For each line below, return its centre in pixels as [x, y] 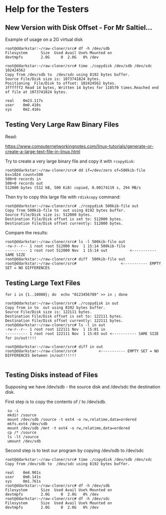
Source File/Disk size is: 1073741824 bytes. [53, 79]
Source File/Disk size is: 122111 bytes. [49, 312]
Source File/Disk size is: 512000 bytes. [49, 215]
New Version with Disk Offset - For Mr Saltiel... [79, 28]
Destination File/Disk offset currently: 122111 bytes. [64, 321]
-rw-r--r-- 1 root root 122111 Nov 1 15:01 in [55, 329]
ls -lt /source [23, 437]
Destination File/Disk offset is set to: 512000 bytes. [64, 219]
